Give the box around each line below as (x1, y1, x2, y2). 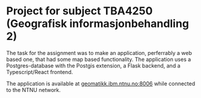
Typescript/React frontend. (6, 68, 73, 75)
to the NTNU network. (6, 86, 61, 93)
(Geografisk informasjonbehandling (6, 17, 190, 30)
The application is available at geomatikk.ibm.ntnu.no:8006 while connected (6, 79, 196, 87)
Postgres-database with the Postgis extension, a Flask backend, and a (6, 62, 181, 69)
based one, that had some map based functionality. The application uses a (6, 56, 191, 63)
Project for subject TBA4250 (6, 4, 153, 18)
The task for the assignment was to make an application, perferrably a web (6, 49, 193, 56)
